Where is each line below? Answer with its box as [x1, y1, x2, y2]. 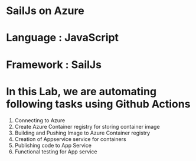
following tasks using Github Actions [6, 97, 191, 110]
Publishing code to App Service [14, 142, 92, 149]
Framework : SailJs [6, 58, 102, 71]
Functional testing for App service [14, 148, 97, 155]
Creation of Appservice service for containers [14, 135, 126, 142]
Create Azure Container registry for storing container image [14, 123, 161, 130]
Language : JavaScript [6, 31, 119, 45]
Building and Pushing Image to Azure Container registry [14, 129, 151, 136]
